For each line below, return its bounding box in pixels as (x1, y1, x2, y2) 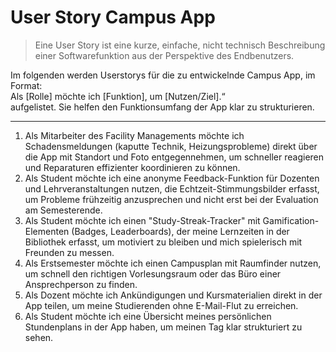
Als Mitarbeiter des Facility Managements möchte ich (24, 129, 245, 141)
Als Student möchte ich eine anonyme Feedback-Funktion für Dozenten (24, 172, 320, 184)
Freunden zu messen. (24, 246, 115, 258)
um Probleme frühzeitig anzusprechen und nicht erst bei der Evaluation (24, 193, 319, 205)
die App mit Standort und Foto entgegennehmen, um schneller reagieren (24, 151, 325, 163)
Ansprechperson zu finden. (24, 278, 138, 290)
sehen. (24, 331, 54, 343)
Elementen (24, 225, 70, 237)
